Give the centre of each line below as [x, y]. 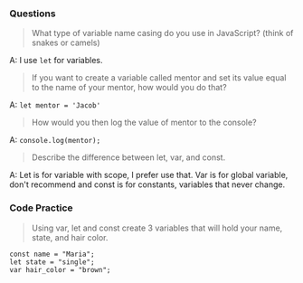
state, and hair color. [70, 237]
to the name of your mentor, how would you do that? [129, 88]
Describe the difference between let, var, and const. [128, 157]
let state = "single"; [52, 262]
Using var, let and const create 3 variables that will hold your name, [157, 228]
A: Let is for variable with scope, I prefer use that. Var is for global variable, [149, 175]
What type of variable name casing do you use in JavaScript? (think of [162, 33]
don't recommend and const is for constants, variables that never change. [147, 184]
